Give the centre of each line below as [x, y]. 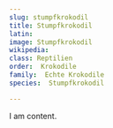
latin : [21, 34]
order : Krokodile [43, 67]
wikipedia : [29, 50]
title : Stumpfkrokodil [51, 26]
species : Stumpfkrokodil [56, 83]
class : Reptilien [41, 58]
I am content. [33, 116]
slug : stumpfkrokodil [49, 17]
